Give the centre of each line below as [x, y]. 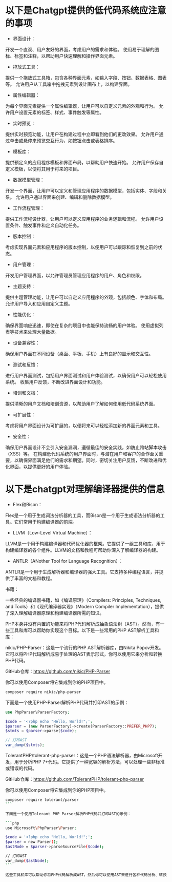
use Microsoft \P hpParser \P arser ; [41, 828]
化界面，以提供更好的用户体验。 [39, 466]
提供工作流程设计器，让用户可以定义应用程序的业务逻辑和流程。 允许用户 [82, 219]
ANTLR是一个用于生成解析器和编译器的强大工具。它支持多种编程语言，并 [82, 572]
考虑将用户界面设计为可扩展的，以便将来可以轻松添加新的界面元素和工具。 [84, 425]
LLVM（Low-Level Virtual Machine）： [53, 532]
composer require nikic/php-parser [43, 692]
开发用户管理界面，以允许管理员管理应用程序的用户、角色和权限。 [75, 275]
